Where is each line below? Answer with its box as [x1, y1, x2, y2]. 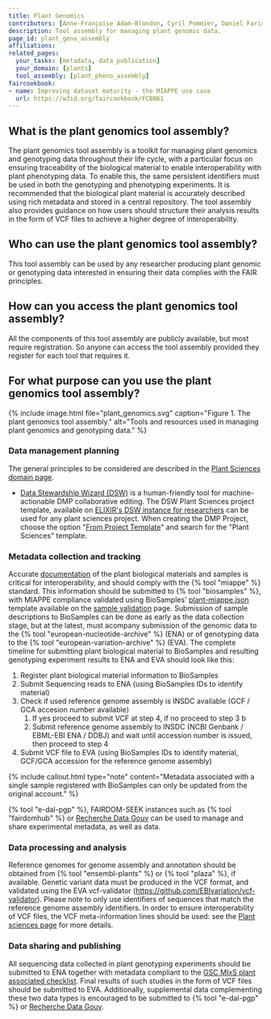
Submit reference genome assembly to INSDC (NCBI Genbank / [31, 722, 244, 732]
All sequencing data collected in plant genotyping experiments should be [8, 958, 252, 968]
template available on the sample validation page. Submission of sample [8, 603, 248, 613]
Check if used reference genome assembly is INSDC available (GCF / [19, 696, 250, 706]
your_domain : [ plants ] [15, 65, 92, 73]
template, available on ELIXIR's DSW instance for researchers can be [19, 505, 249, 515]
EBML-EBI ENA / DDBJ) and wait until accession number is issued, [31, 731, 252, 741]
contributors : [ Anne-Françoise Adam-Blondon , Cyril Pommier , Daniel [8, 19, 244, 27]
